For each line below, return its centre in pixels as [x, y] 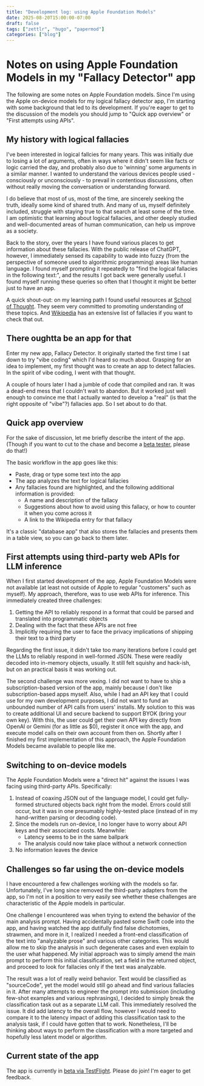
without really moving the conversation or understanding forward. [89, 186]
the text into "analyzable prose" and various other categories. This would [98, 941]
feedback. [19, 1077]
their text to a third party [46, 638]
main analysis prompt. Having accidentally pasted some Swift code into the [100, 921]
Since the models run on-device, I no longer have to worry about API [101, 824]
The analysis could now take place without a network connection [105, 843]
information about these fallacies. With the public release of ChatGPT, [93, 249]
